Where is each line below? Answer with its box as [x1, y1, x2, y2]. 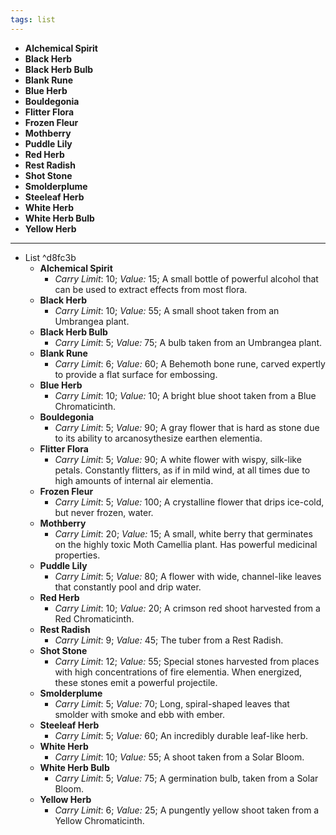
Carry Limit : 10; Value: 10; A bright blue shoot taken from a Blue [54, 389, 317, 401]
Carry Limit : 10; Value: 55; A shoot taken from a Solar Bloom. [54, 751, 305, 763]
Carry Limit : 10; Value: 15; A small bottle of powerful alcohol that [54, 272, 319, 285]
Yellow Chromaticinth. [54, 814, 145, 826]
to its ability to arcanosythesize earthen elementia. [54, 432, 263, 444]
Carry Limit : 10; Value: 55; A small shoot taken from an [54, 304, 280, 316]
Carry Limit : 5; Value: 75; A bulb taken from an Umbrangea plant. [54, 336, 323, 348]
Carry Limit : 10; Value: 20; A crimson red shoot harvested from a [54, 602, 321, 614]
